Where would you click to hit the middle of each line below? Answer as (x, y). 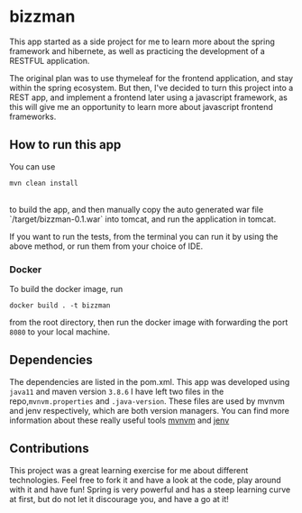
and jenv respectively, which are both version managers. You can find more (150, 410)
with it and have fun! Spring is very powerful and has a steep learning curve (150, 490)
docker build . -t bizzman (60, 306)
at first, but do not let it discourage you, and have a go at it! (119, 499)
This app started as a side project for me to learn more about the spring (142, 41)
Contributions (49, 449)
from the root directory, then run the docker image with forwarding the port (149, 323)
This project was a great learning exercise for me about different (129, 470)
